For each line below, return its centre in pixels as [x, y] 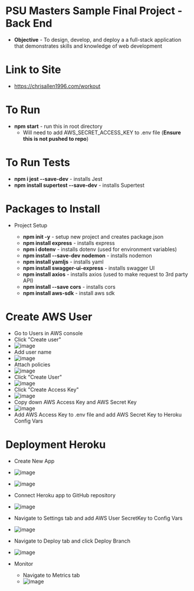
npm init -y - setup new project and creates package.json [93, 236]
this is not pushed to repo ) [56, 138]
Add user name [33, 352]
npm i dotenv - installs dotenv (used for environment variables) [100, 249]
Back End [29, 23]
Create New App [34, 461]
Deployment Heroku [56, 445]
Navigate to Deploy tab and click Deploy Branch [72, 541]
